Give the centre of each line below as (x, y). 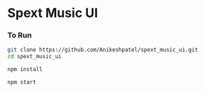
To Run (20, 35)
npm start (22, 82)
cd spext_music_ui (34, 57)
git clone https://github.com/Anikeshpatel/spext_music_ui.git (103, 50)
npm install (25, 70)
